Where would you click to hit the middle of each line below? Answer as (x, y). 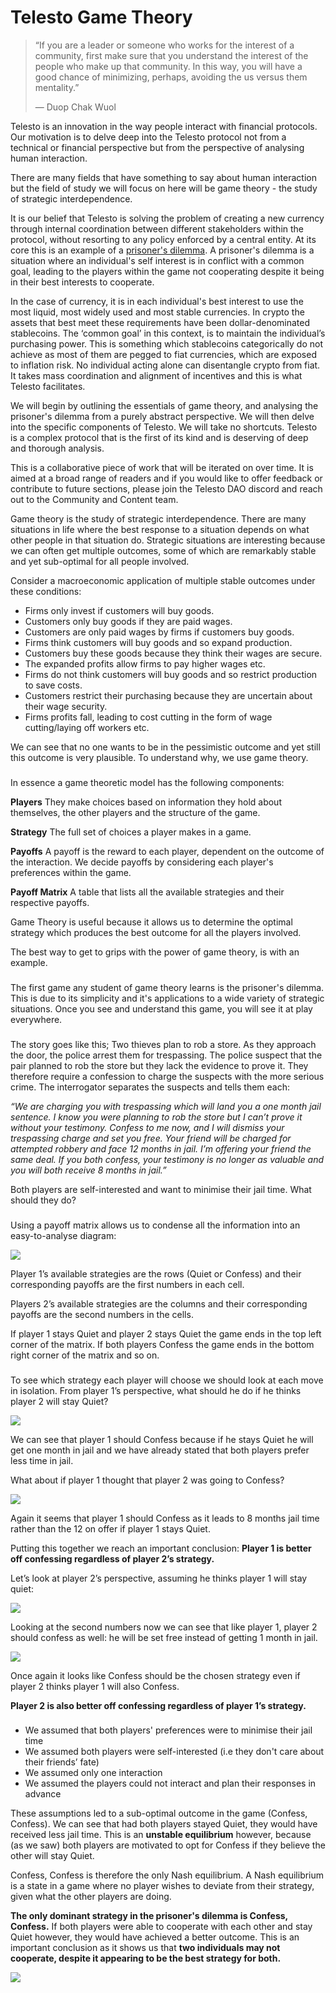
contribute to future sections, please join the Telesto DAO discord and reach (166, 488)
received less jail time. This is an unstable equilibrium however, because (161, 1835)
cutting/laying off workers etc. (87, 727)
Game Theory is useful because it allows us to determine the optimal (151, 922)
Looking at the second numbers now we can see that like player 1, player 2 (164, 1627)
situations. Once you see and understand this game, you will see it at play (161, 1008)
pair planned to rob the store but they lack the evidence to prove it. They (159, 1065)
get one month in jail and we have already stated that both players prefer (160, 1450)
